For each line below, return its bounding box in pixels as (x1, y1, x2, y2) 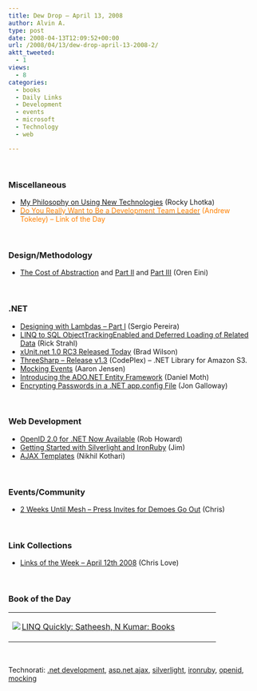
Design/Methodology (8, 249, 93, 260)
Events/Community (8, 486, 85, 497)
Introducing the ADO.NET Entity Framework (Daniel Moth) (19, 372, 210, 381)
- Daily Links (15, 93, 62, 101)
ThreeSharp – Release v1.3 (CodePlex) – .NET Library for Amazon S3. (19, 355, 247, 365)
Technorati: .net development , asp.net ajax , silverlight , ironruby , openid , (8, 665, 244, 674)
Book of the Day (8, 594, 72, 605)
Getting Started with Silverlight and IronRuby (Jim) (19, 442, 186, 452)
